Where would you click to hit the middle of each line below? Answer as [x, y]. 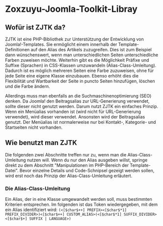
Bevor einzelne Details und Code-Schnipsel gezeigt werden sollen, [87, 170]
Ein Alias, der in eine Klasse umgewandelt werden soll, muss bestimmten [79, 199]
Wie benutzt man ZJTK [41, 143]
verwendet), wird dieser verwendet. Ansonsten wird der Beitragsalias [75, 117]
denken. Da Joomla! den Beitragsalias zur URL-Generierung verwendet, [77, 101]
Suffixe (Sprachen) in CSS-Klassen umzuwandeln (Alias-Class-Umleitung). [81, 65]
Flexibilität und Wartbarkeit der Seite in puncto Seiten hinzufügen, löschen [80, 81]
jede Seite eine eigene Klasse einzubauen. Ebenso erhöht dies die [72, 76]
